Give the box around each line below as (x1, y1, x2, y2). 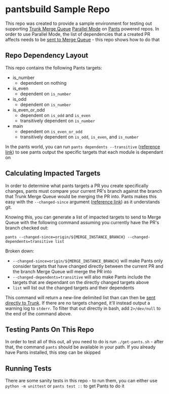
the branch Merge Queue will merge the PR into (12, 268, 112, 274)
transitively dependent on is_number (20, 118, 95, 124)
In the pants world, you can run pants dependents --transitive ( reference (5, 144, 160, 150)
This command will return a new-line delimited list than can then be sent (5, 294, 156, 300)
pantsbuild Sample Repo (5, 4, 110, 15)
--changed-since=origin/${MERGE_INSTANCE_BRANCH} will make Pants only (12, 258, 163, 264)
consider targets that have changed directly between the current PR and (12, 263, 163, 269)
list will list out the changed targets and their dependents (12, 284, 135, 291)
